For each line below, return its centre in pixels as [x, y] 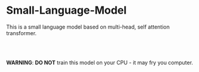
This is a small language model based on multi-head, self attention [88, 27]
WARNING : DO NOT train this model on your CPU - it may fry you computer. [99, 62]
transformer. [22, 33]
